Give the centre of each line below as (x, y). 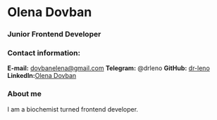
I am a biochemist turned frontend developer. (73, 109)
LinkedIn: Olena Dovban (42, 76)
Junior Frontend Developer (54, 34)
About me (25, 94)
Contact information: (44, 53)
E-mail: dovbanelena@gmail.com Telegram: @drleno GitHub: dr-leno (108, 68)
